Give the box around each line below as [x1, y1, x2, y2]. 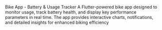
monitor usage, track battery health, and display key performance [5, 9, 137, 15]
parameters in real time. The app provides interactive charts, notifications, [5, 15, 153, 20]
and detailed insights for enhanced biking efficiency [5, 19, 109, 25]
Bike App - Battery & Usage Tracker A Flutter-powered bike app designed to [5, 4, 157, 10]
